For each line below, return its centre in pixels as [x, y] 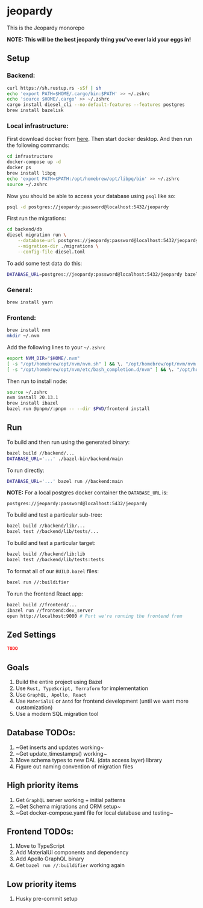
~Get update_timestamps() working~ [61, 753]
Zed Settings [31, 634]
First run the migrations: [36, 219]
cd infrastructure [30, 157]
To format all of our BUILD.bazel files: [53, 571]
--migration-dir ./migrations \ [58, 246]
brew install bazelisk [35, 110]
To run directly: [26, 470]
